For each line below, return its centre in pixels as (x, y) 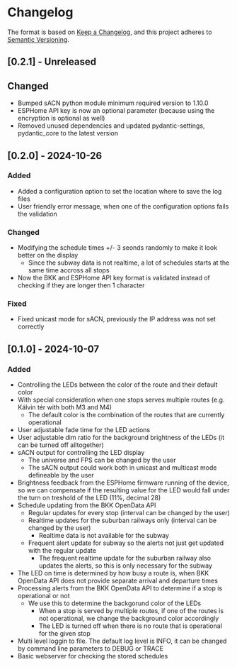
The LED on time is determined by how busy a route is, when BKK (113, 573)
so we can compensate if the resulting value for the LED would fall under (123, 490)
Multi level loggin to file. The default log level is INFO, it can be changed (122, 641)
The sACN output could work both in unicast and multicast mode (122, 468)
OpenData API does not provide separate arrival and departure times (117, 581)
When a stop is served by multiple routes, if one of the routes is (131, 611)
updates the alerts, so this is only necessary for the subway (126, 566)
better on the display (48, 255)
